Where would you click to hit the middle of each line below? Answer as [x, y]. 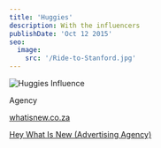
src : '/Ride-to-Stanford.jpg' [81, 58]
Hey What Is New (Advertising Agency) [80, 134]
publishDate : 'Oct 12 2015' [61, 33]
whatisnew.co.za [40, 117]
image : [29, 50]
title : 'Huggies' [41, 17]
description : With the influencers [75, 26]
